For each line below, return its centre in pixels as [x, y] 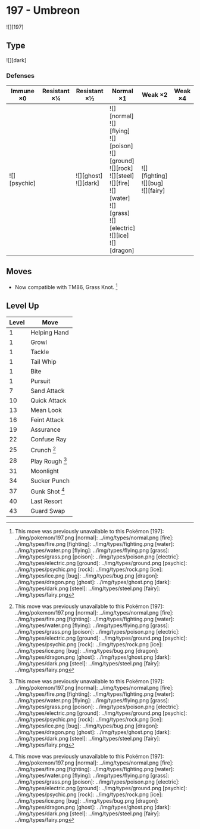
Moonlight [45, 471]
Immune [23, 91]
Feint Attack [47, 420]
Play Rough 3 [49, 460]
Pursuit [40, 381]
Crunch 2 [43, 450]
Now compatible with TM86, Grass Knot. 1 [66, 286]
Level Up [23, 305]
